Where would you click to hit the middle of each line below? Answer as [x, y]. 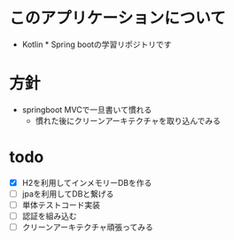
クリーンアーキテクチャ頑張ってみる [87, 228]
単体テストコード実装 [61, 205]
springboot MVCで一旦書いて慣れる [87, 109]
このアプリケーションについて [117, 18]
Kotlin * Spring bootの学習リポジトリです [97, 44]
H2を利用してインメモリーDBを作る [87, 182]
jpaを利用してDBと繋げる [68, 194]
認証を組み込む [49, 216]
